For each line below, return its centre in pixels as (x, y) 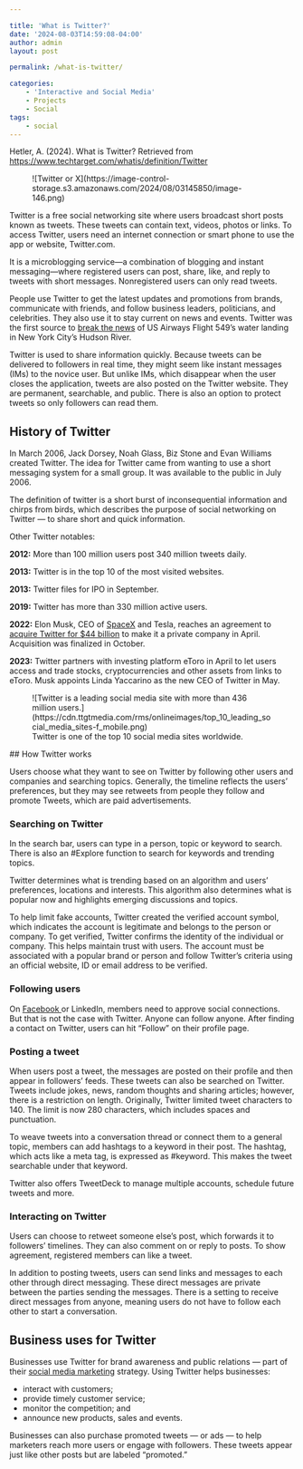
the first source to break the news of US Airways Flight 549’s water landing (149, 328)
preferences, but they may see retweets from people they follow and (137, 791)
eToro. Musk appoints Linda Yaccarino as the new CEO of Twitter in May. (145, 681)
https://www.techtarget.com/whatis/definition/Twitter (109, 161)
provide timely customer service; (84, 1399)
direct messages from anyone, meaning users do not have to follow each (145, 1302)
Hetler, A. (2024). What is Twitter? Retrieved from (101, 151)
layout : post (34, 51)
